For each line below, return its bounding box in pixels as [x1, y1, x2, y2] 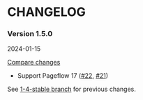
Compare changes [7, 58, 61, 67]
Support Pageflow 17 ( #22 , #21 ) [17, 72, 109, 80]
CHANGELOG [7, 4, 86, 20]
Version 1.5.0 [7, 29, 53, 39]
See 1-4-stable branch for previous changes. [7, 85, 136, 94]
